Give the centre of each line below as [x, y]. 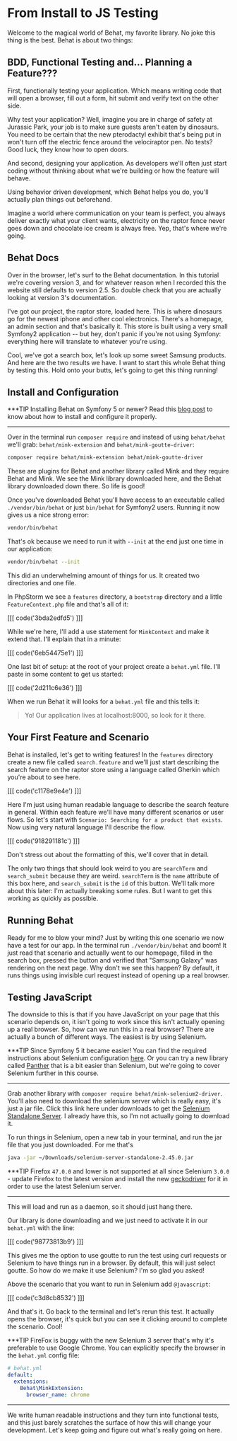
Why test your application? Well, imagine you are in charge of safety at [110, 119]
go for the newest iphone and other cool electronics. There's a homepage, [115, 318]
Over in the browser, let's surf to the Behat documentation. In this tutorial [113, 275]
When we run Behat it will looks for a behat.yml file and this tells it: [103, 701]
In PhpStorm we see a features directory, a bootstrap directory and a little [115, 597]
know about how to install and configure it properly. [82, 417]
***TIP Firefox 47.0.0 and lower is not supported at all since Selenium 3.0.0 [119, 1171]
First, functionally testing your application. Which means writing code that [115, 91]
